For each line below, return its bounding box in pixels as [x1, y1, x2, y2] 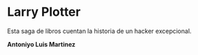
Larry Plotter [7, 4, 81, 20]
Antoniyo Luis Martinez [7, 40, 76, 48]
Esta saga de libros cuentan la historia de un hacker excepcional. [7, 27, 192, 35]
